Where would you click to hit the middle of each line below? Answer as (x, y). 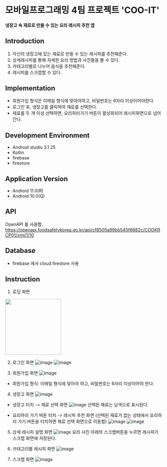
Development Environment (47, 135)
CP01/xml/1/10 (20, 235)
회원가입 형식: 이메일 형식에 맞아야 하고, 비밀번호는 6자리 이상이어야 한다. (83, 384)
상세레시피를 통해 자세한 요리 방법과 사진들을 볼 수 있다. (66, 60)
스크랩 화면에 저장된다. (34, 438)
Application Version (37, 179)
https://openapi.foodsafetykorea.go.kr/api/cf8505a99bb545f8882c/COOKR (83, 230)
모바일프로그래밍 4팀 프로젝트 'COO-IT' (83, 10)
